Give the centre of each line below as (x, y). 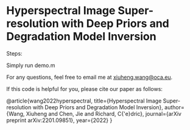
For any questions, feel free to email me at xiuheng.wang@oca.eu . (90, 77)
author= (174, 107)
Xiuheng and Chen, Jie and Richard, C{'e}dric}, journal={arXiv (104, 114)
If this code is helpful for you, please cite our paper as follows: (85, 88)
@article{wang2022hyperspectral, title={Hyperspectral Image (84, 101)
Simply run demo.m (31, 65)
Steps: (14, 53)
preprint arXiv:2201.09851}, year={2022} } (59, 120)
